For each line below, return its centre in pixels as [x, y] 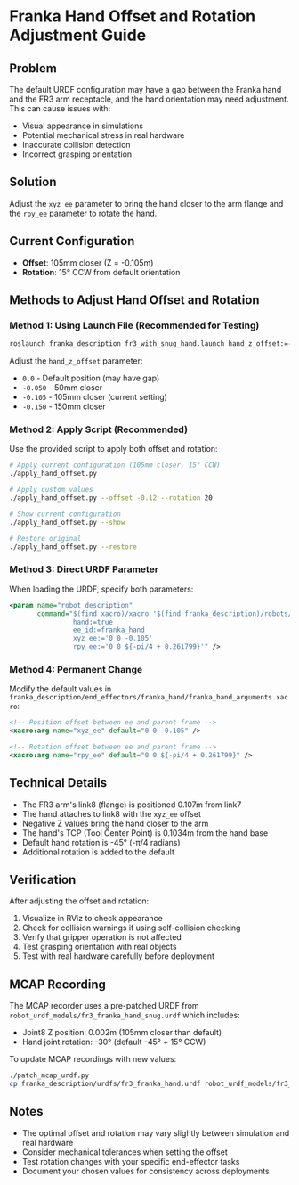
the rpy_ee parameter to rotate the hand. [83, 213]
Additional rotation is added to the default [98, 852]
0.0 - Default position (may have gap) [91, 378]
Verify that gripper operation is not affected [102, 937]
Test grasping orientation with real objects [99, 947]
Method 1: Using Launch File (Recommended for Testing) [134, 325]
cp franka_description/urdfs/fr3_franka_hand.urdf [105, 1084]
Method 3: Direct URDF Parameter [84, 569]
